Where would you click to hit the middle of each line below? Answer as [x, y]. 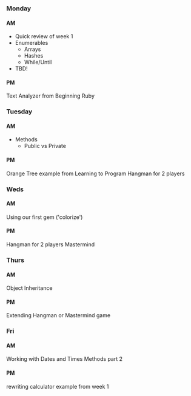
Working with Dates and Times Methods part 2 [65, 359]
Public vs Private [45, 146]
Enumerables [32, 43]
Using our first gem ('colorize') [45, 217]
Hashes [34, 56]
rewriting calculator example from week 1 [58, 386]
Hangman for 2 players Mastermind [51, 244]
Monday [19, 8]
